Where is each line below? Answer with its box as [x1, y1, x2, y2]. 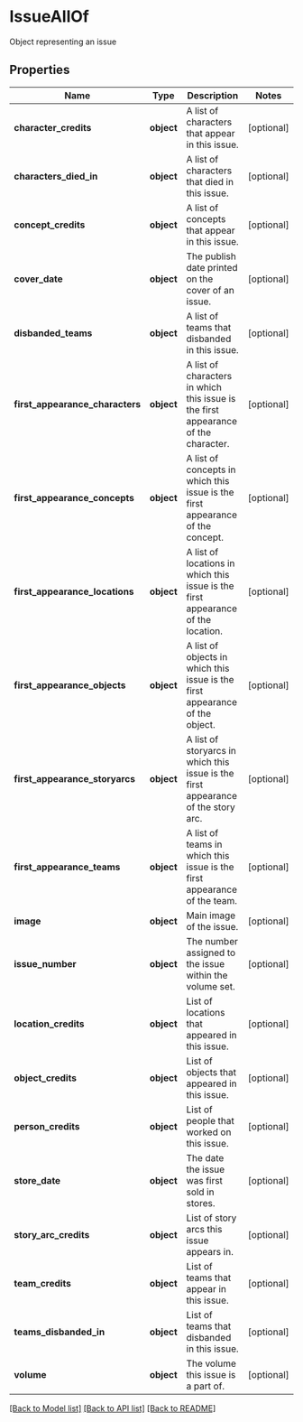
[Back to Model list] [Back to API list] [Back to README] [9, 1402, 216, 1414]
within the [186, 969, 228, 981]
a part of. [186, 1380, 225, 1392]
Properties [9, 62, 70, 78]
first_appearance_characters [14, 397, 142, 410]
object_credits [14, 1072, 77, 1084]
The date [186, 1151, 225, 1164]
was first [186, 1174, 224, 1186]
